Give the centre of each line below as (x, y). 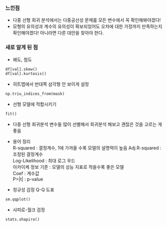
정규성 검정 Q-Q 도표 (33, 190)
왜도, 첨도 (22, 59)
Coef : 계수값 (26, 173)
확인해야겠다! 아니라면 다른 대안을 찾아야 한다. (58, 33)
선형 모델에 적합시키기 (35, 104)
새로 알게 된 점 (22, 47)
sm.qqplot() (18, 199)
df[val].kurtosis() (26, 74)
